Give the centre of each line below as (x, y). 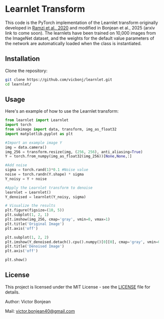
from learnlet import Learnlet (37, 120)
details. (12, 292)
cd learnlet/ (18, 84)
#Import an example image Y (34, 143)
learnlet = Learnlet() (28, 192)
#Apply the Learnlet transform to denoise (49, 188)
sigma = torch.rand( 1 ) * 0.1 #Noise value (47, 170)
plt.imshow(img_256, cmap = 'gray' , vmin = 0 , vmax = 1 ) (58, 220)
